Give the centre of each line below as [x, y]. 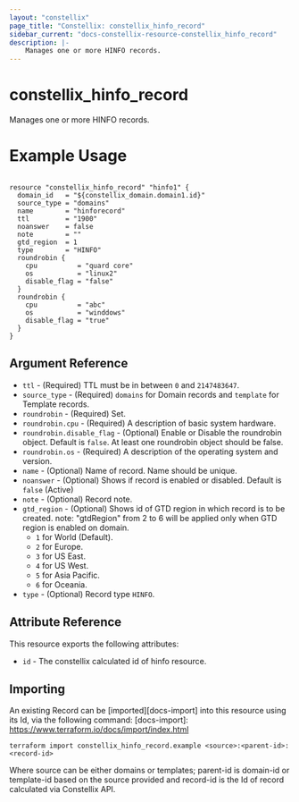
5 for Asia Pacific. [68, 575]
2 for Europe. [59, 546]
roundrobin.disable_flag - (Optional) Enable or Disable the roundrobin [152, 432]
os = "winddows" [75, 313]
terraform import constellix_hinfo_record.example [105, 746]
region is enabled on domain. [75, 528]
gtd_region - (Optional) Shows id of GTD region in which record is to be [154, 508]
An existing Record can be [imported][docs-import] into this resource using [148, 711]
